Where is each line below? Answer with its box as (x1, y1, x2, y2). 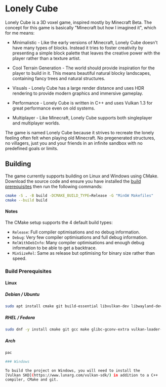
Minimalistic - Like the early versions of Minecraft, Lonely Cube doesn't (12, 39, 158, 45)
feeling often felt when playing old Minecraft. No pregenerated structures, (5, 135, 156, 141)
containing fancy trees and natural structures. (12, 75, 105, 81)
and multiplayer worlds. (12, 120, 60, 126)
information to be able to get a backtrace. (12, 245, 97, 251)
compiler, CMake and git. (5, 377, 58, 382)
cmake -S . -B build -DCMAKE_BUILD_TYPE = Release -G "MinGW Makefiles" (5, 193, 154, 198)
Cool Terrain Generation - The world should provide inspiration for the (12, 65, 155, 71)
